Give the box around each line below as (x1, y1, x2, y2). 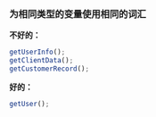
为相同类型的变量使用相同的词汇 (9, 7, 147, 20)
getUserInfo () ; (9, 47, 66, 57)
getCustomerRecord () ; (9, 64, 90, 73)
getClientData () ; (9, 56, 74, 65)
